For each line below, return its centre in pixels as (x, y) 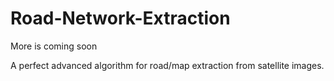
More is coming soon (54, 46)
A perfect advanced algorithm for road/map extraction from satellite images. (167, 65)
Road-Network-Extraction (120, 18)
